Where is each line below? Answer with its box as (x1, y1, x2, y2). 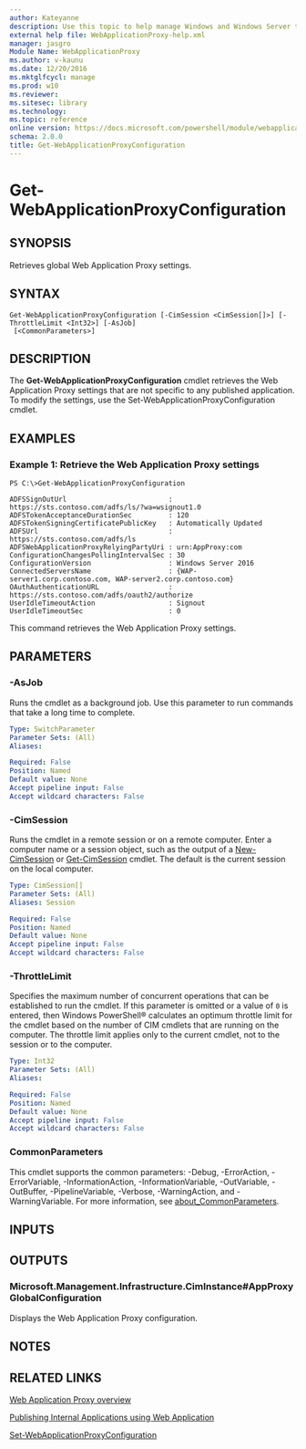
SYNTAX (9, 287, 61, 302)
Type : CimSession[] (9, 881, 84, 891)
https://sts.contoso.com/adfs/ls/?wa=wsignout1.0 (9, 503, 202, 512)
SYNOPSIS (9, 235, 72, 251)
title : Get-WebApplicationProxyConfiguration (9, 141, 185, 150)
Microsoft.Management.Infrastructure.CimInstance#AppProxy (9, 1280, 294, 1293)
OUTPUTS (9, 1253, 68, 1268)
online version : (9, 124, 71, 133)
